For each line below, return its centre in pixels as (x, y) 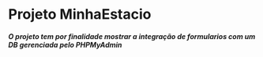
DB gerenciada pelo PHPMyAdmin (65, 45)
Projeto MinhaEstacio (80, 14)
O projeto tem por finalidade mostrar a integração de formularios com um (132, 36)
